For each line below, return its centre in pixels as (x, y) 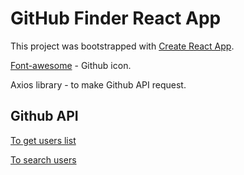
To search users (43, 159)
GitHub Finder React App (116, 18)
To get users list (43, 140)
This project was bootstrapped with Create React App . (122, 46)
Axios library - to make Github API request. (98, 84)
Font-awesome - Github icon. (71, 65)
